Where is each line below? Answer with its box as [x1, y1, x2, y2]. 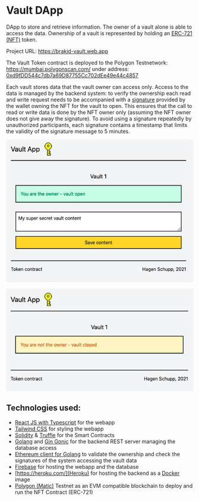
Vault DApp [6, 4, 64, 17]
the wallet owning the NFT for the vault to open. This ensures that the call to [6, 102, 192, 109]
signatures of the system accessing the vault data [14, 457, 137, 464]
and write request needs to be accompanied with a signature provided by [6, 96, 186, 103]
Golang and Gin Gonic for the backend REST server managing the [14, 438, 176, 445]
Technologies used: [6, 403, 81, 413]
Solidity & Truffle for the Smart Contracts [14, 431, 115, 438]
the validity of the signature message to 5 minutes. [6, 128, 130, 135]
